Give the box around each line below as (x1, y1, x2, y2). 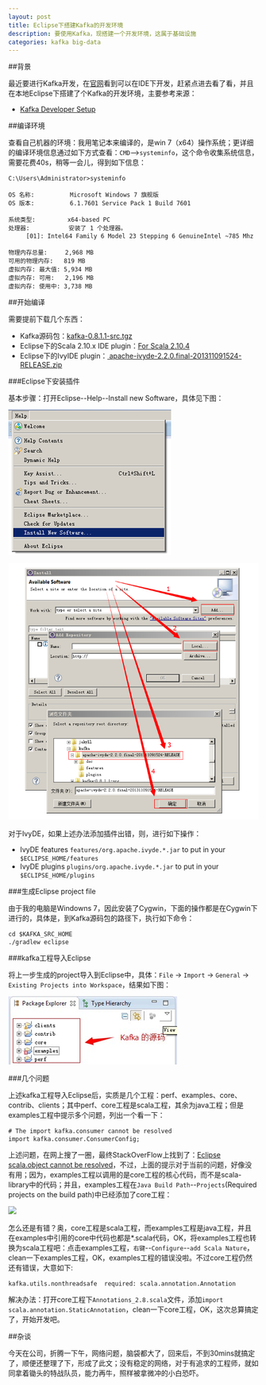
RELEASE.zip (19, 360, 63, 370)
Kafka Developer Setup (19, 104, 96, 115)
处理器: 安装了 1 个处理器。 (8, 224, 127, 232)
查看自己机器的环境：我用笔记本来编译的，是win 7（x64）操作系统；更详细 (8, 138, 254, 147)
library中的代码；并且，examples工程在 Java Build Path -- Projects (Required (8, 1180, 257, 1189)
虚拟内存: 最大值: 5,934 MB (8, 266, 93, 274)
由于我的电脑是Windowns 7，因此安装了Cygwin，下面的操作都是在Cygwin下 (8, 903, 258, 912)
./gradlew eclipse (8, 938, 69, 946)
